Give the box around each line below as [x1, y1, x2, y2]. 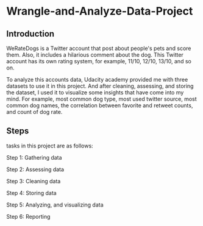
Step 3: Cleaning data [6, 177, 61, 185]
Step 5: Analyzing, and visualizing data [6, 201, 104, 208]
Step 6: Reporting [6, 213, 51, 220]
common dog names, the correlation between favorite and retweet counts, [6, 102, 193, 109]
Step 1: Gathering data [6, 154, 62, 161]
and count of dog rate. [6, 108, 63, 115]
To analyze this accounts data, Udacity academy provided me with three [6, 76, 188, 83]
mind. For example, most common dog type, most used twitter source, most [6, 96, 197, 102]
